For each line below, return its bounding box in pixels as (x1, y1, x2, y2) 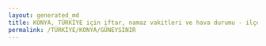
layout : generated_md (8, 11, 80, 19)
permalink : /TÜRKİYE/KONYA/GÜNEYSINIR (8, 26, 136, 34)
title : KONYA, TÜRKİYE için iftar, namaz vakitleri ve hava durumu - (8, 19, 243, 27)
